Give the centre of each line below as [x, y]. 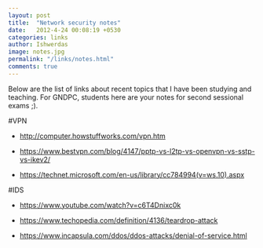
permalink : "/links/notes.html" [61, 60]
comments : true [33, 67]
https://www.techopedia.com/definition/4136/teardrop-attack [119, 220]
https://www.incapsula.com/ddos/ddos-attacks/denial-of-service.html [133, 235]
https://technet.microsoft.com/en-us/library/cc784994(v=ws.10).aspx [132, 174]
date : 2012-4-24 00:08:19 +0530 [65, 30]
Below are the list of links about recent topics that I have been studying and [130, 89]
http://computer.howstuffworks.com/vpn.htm [93, 136]
